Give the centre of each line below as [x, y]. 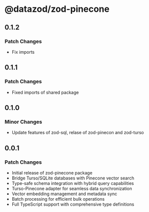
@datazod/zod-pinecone [57, 9]
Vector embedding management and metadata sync [64, 194]
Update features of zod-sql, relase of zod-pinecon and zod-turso [78, 133]
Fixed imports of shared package [45, 92]
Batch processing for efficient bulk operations [58, 199]
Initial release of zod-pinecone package [52, 173]
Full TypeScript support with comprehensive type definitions [73, 204]
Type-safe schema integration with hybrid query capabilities [73, 183]
